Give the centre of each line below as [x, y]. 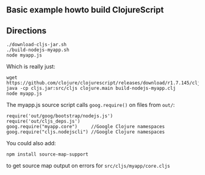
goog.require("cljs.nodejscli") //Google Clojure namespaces [86, 132]
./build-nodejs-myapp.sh [38, 50]
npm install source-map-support [47, 154]
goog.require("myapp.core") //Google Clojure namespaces [86, 127]
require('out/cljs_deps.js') [43, 122]
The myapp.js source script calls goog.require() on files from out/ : [91, 105]
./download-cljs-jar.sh [37, 45]
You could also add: [31, 143]
